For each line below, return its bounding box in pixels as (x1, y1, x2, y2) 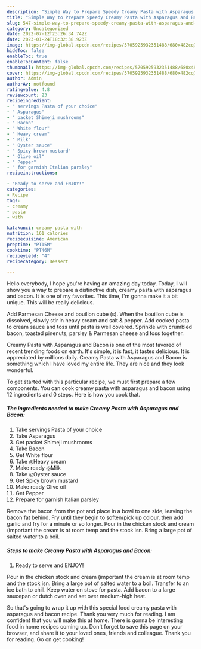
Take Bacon (15, 445, 45, 452)
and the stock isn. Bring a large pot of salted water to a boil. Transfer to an (7, 580, 190, 587)
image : (7, 42, 23, 48)
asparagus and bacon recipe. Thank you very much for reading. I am (7, 611, 175, 618)
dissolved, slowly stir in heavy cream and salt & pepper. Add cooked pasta (7, 317, 190, 324)
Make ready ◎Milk (15, 464, 61, 471)
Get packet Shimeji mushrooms (15, 439, 93, 446)
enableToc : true (7, 53, 47, 59)
